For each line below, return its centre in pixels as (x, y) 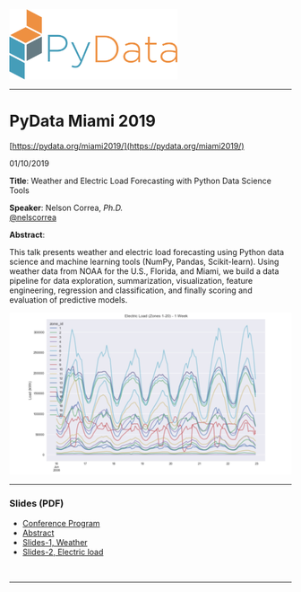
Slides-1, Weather (55, 542)
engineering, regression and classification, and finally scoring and (131, 290)
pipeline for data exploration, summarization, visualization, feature (131, 280)
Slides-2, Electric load (63, 552)
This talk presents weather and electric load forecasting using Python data (147, 252)
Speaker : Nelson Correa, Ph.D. (66, 208)
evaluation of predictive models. (69, 299)
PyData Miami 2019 (83, 121)
